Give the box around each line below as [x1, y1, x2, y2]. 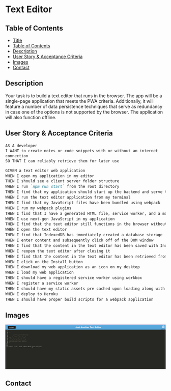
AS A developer [5, 143, 38, 148]
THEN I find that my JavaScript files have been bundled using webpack [5, 200, 160, 205]
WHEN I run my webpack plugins [5, 205, 72, 211]
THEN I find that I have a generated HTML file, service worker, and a [5, 211, 160, 216]
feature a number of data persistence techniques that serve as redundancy [5, 103, 163, 109]
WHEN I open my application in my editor [5, 173, 95, 179]
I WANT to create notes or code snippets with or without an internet [5, 148, 158, 153]
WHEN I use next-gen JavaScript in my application [5, 216, 115, 221]
